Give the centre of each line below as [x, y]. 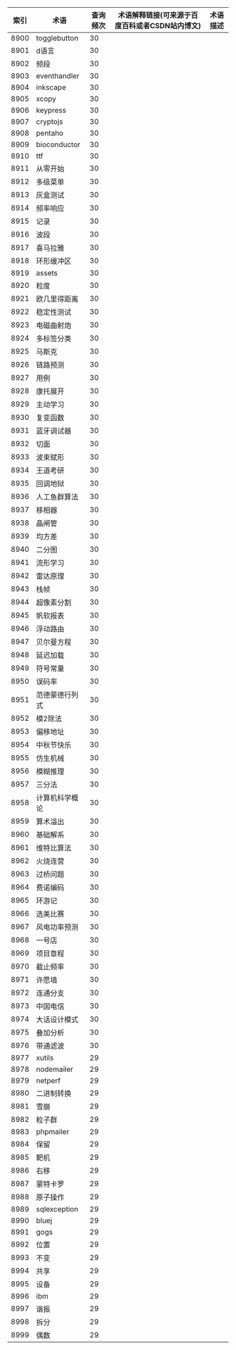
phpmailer [53, 1131]
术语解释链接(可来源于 [155, 15]
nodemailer [55, 1069]
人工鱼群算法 [57, 497]
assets [47, 273]
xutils [45, 1058]
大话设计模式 [57, 1020]
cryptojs [50, 121]
